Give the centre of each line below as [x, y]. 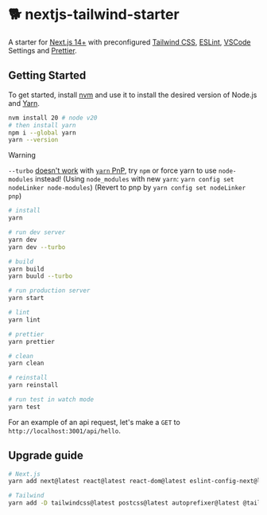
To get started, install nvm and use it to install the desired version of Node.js [133, 95]
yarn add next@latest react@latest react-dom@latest [97, 482]
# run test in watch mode [51, 400]
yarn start [26, 298]
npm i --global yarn [43, 133]
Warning [22, 155]
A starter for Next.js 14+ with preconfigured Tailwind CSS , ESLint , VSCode [130, 42]
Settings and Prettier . [43, 50]
